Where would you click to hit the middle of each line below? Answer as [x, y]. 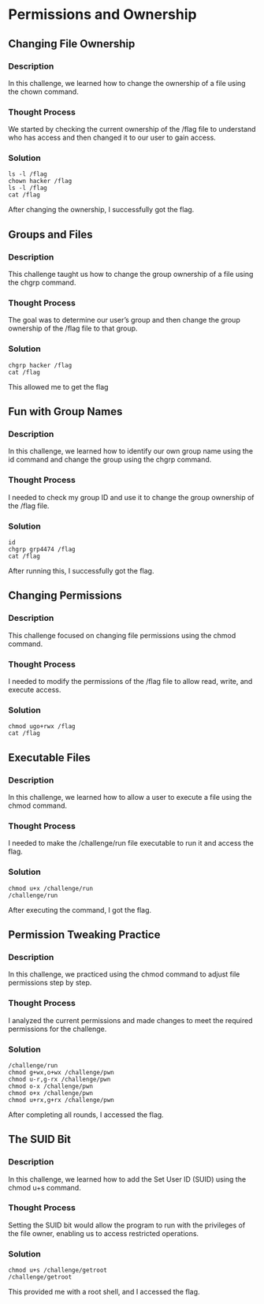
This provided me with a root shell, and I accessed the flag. [104, 1292]
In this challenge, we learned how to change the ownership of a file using [127, 83]
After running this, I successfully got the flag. [81, 571]
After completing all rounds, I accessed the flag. [86, 1115]
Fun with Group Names [65, 412]
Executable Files [49, 758]
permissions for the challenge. [58, 1029]
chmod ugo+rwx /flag [42, 727]
